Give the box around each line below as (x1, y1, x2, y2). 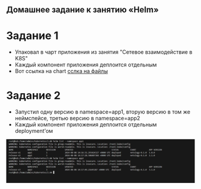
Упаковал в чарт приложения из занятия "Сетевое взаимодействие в (14, 48, 193, 56)
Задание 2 (6, 89, 61, 102)
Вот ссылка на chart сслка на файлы (14, 68, 108, 75)
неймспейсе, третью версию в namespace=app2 (14, 115, 141, 122)
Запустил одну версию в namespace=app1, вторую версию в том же (14, 108, 190, 115)
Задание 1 (6, 29, 59, 42)
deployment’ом (14, 127, 53, 135)
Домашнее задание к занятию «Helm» (6, 5, 159, 15)
